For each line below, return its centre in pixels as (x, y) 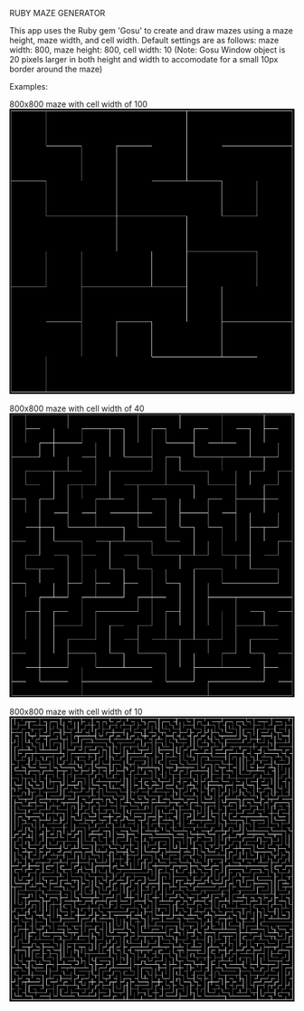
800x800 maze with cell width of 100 (78, 104)
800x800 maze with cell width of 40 (77, 408)
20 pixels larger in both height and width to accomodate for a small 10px (144, 59)
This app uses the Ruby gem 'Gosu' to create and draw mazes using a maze (152, 30)
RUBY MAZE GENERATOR (57, 13)
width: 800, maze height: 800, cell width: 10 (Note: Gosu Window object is (147, 50)
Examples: (28, 86)
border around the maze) (56, 69)
